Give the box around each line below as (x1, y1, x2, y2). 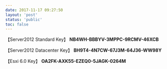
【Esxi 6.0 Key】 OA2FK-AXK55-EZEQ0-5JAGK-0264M (5, 58, 126, 64)
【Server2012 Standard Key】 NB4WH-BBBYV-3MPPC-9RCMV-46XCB (5, 36, 159, 42)
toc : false (5, 21, 29, 27)
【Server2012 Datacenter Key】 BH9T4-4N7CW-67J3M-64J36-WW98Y (5, 47, 162, 54)
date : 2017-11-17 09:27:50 (5, 7, 63, 13)
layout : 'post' (5, 12, 38, 17)
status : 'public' (5, 17, 43, 22)
